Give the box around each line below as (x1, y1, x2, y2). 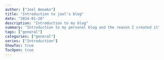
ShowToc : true (5, 43, 34, 48)
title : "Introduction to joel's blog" (5, 12, 84, 16)
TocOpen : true (5, 47, 34, 52)
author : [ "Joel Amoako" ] (5, 7, 56, 12)
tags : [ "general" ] (5, 30, 42, 34)
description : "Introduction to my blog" (5, 20, 89, 26)
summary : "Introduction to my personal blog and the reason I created (5, 25, 152, 30)
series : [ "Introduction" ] (5, 39, 58, 44)
